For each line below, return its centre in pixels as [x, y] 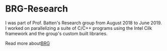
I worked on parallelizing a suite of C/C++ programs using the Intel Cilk [79, 28]
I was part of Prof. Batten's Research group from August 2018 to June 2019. [83, 23]
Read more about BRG [28, 43]
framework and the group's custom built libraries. [56, 33]
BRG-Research [37, 9]
